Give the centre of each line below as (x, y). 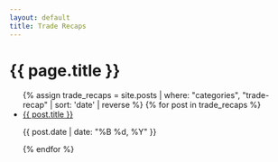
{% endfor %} (48, 149)
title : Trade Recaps (48, 26)
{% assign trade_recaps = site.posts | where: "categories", (131, 95)
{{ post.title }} (48, 114)
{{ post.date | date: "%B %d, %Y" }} (89, 132)
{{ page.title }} (65, 71)
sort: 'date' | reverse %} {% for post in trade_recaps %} (158, 105)
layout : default (40, 18)
